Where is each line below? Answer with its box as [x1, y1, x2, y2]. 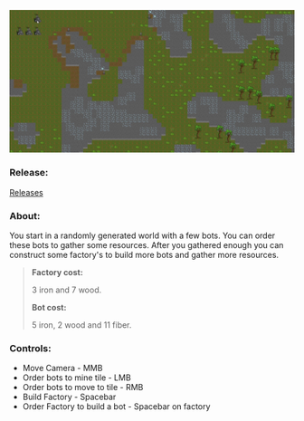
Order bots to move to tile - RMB [22, 382, 144, 393]
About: [9, 209, 41, 222]
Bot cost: [31, 302, 67, 313]
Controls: [9, 342, 52, 355]
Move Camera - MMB [22, 363, 103, 374]
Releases [9, 187, 43, 197]
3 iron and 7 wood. [31, 284, 102, 295]
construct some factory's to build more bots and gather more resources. [9, 250, 279, 261]
